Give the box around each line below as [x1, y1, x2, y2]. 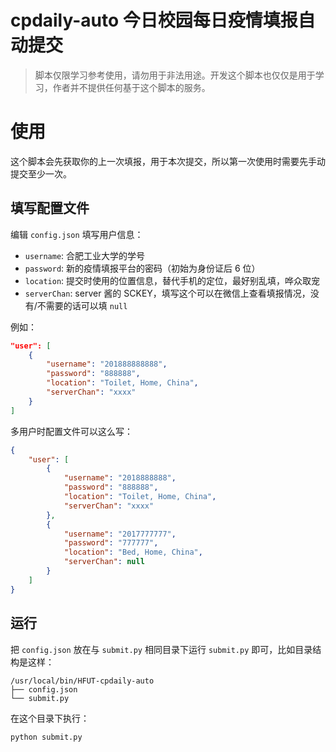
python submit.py [10, 732, 83, 742]
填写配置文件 [10, 200, 90, 217]
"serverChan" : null [63, 557, 145, 567]
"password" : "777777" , [63, 538, 159, 548]
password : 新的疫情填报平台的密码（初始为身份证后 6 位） [24, 262, 261, 274]
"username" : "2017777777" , [63, 529, 177, 539]
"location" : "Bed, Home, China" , [63, 547, 203, 558]
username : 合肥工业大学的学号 [24, 249, 146, 261]
